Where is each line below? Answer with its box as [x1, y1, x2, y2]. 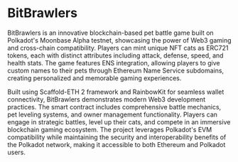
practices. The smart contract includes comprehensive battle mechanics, [7, 102, 222, 111]
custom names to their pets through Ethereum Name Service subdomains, [7, 66, 225, 75]
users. [7, 148, 26, 156]
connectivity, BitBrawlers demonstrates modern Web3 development [7, 94, 206, 104]
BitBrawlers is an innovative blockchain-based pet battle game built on [7, 28, 215, 37]
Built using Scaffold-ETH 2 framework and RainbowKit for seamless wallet [7, 87, 225, 96]
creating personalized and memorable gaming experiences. [7, 73, 182, 82]
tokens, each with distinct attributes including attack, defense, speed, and [7, 51, 224, 60]
